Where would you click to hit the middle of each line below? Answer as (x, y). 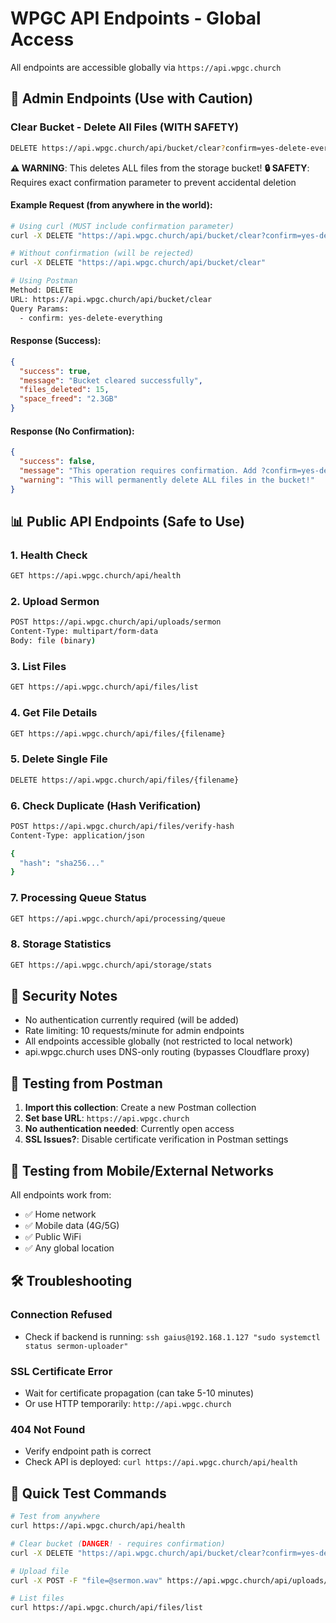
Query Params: (40, 308)
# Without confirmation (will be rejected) (102, 253)
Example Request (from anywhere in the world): (111, 205)
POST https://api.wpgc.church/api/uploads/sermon (116, 622)
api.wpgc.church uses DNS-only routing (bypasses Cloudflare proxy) (167, 1052)
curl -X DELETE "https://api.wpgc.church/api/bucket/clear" (138, 263)
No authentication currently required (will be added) (132, 1020)
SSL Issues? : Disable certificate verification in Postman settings (156, 1139)
